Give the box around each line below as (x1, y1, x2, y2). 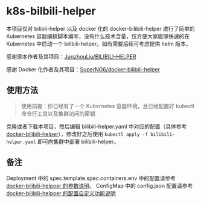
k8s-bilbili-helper (6, 4, 97, 18)
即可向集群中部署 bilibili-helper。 (37, 138, 120, 145)
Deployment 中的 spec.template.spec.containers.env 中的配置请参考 (6, 174, 176, 182)
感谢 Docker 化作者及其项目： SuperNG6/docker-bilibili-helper (6, 65, 160, 73)
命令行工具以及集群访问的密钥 (21, 110, 95, 117)
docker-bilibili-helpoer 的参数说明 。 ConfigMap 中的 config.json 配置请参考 (6, 182, 193, 189)
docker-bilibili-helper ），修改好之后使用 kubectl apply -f (6, 130, 148, 137)
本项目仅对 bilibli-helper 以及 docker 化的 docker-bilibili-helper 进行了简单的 (6, 25, 195, 32)
